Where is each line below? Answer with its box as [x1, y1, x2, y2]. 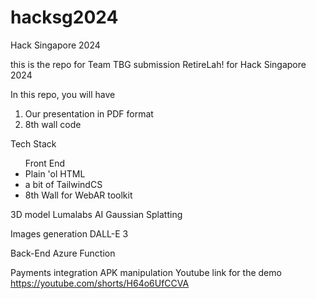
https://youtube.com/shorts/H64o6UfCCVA [10, 277, 190, 289]
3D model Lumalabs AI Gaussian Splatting [10, 208, 183, 220]
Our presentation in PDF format [24, 107, 154, 120]
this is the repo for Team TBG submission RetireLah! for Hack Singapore [10, 58, 307, 70]
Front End [24, 157, 66, 169]
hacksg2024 [10, 6, 119, 29]
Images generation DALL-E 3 [10, 227, 129, 240]
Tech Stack [10, 137, 57, 150]
